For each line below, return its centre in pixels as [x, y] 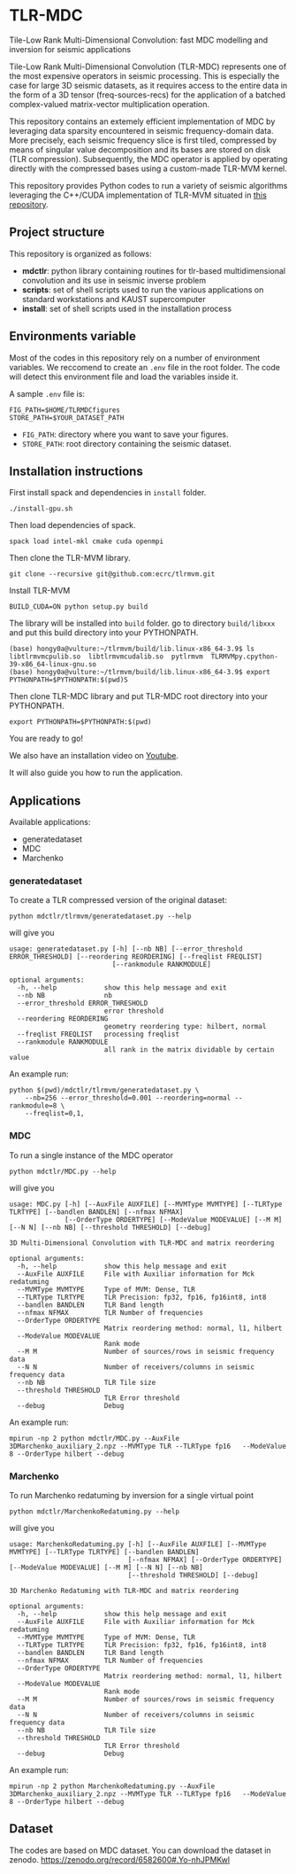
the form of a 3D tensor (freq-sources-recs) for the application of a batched [147, 95]
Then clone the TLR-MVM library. [70, 558]
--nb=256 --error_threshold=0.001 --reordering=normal [128, 1098]
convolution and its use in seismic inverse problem [114, 280]
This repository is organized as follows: [80, 253]
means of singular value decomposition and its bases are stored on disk [140, 149]
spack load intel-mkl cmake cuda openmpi [87, 541]
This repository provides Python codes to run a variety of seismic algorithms [148, 185]
